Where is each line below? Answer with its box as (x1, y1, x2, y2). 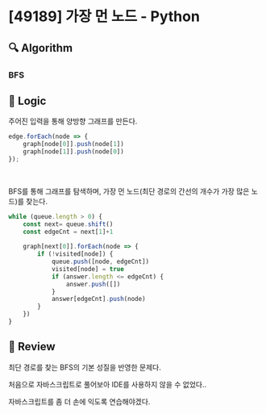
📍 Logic (8, 94, 47, 107)
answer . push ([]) (65, 280, 121, 288)
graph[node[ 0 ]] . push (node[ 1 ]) (23, 140, 125, 148)
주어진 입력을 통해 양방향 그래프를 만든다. (8, 116, 138, 126)
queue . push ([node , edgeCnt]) (51, 257, 150, 266)
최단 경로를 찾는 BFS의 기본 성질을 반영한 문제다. (8, 362, 161, 372)
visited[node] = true (51, 265, 125, 273)
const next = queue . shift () (23, 220, 114, 228)
